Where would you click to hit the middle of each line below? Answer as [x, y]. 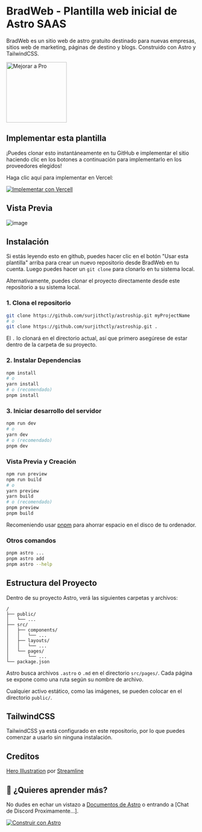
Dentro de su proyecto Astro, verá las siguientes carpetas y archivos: [92, 597]
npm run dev [21, 424]
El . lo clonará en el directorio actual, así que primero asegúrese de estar [97, 338]
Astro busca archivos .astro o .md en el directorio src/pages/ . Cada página [99, 673]
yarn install [23, 384]
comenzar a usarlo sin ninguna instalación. [59, 737]
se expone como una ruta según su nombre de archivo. [75, 679]
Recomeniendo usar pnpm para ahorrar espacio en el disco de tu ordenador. [101, 525]
